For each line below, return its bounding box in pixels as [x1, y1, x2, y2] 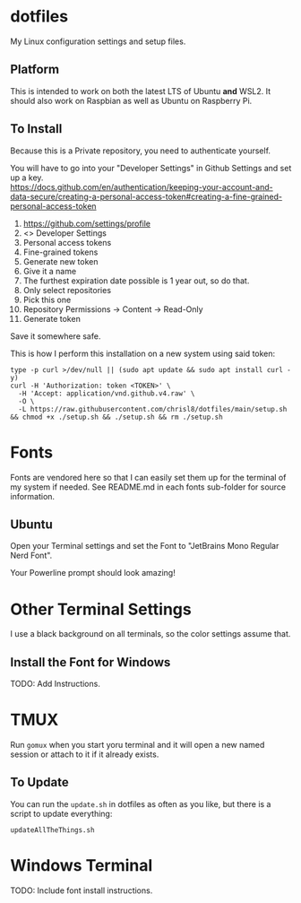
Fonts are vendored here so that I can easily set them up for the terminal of [10, 472, 287, 482]
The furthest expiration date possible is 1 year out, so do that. [22, 275, 250, 286]
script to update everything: [10, 808, 113, 819]
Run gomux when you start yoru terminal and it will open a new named [10, 740, 265, 750]
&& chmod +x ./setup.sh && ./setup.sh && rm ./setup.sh [10, 412, 223, 421]
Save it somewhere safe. [10, 330, 101, 342]
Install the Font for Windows [10, 655, 171, 670]
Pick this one [22, 294, 72, 305]
